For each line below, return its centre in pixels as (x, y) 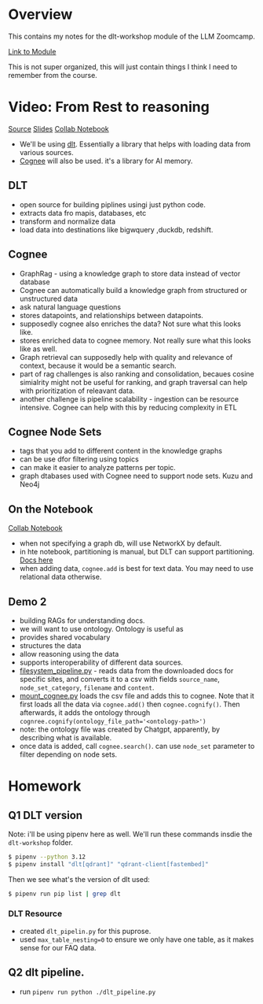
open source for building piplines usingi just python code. (112, 204)
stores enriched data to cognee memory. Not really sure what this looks (135, 340)
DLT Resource (35, 913)
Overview (40, 15)
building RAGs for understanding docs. (82, 621)
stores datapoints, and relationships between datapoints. (111, 315)
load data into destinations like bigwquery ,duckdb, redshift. (116, 229)
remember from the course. (53, 75)
